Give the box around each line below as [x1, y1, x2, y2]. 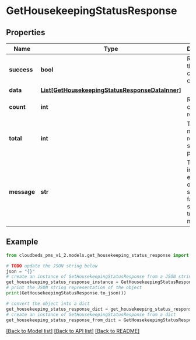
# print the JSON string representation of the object [6, 285, 142, 291]
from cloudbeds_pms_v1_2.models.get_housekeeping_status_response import [6, 252, 190, 258]
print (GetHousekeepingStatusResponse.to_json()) [6, 290, 127, 296]
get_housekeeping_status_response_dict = [6, 306, 108, 312]
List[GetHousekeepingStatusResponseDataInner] [40, 86, 181, 94]
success [9, 66, 33, 74]
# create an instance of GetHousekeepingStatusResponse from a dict [6, 311, 176, 317]
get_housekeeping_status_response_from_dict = [6, 317, 121, 323]
